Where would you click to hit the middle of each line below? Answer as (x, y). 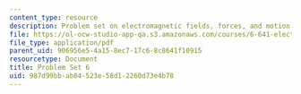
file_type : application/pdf (62, 43)
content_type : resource (54, 17)
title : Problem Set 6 (50, 68)
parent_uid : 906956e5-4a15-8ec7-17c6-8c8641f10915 (106, 51)
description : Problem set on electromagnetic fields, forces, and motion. (152, 26)
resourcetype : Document (54, 59)
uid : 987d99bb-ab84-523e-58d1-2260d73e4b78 (92, 76)
